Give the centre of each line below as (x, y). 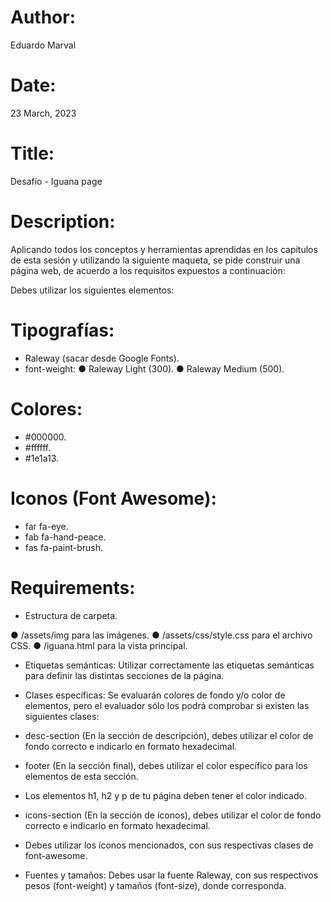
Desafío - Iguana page (56, 181)
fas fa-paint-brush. (64, 547)
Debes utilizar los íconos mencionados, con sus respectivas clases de (169, 845)
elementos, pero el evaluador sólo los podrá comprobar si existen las (167, 705)
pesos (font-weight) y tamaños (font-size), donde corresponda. (155, 885)
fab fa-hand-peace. (65, 537)
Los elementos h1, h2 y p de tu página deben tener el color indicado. (165, 795)
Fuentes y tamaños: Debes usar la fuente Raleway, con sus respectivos (171, 875)
